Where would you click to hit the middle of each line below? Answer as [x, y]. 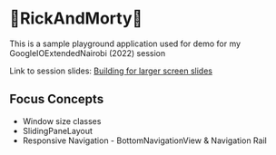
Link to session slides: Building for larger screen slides [111, 71]
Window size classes [62, 121]
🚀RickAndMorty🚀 [76, 19]
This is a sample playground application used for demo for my [125, 44]
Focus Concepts [57, 99]
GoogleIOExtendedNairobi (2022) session [88, 53]
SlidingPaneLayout [58, 131]
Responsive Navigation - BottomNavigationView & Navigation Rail [145, 140]
